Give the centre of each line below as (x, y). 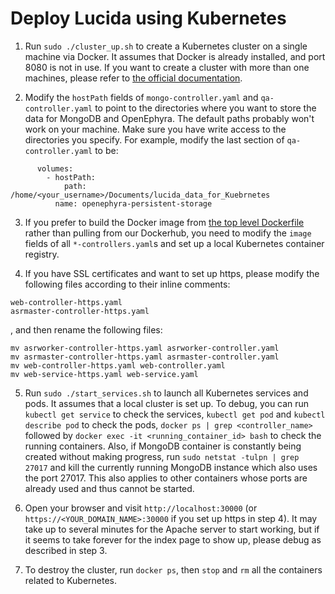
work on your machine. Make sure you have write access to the (155, 129)
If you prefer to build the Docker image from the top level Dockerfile (164, 222)
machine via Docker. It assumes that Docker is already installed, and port (175, 56)
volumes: (55, 168)
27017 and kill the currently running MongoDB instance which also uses (171, 467)
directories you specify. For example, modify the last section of (154, 139)
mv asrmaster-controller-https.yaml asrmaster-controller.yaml (145, 357)
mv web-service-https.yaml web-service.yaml (104, 374)
